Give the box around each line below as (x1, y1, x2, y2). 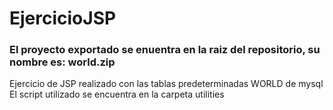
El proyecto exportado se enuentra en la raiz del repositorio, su (9, 43, 321, 57)
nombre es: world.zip (9, 55, 116, 69)
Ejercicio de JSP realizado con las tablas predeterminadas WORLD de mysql (9, 78, 324, 90)
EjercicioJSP (9, 7, 117, 30)
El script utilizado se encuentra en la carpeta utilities (9, 88, 225, 101)
